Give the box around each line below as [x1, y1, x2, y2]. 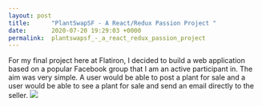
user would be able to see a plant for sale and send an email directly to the [8, 81, 255, 91]
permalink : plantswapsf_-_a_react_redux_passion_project [8, 33, 206, 42]
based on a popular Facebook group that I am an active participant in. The [8, 65, 253, 74]
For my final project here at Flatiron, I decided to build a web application [8, 56, 246, 65]
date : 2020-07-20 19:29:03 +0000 [8, 26, 142, 34]
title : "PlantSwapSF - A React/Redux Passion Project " [8, 19, 217, 27]
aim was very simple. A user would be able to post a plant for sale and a [8, 73, 246, 82]
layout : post [8, 11, 52, 20]
